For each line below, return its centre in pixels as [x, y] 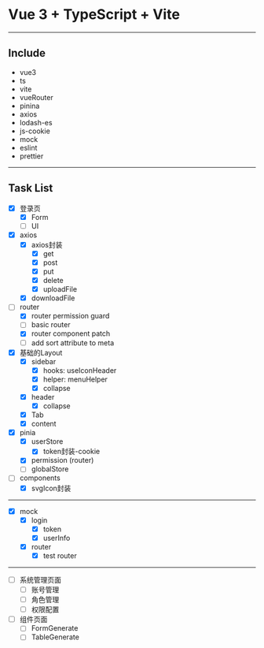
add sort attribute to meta [73, 343]
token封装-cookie [71, 452]
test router [60, 555]
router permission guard [70, 316]
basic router [51, 325]
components [40, 478]
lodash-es [36, 122]
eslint [28, 147]
